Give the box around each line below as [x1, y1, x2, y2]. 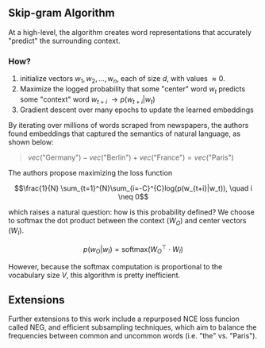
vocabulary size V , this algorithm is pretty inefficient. [8, 270, 181, 280]
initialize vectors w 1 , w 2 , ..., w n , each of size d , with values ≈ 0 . [19, 74, 226, 85]
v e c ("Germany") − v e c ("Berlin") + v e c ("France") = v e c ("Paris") [27, 153, 234, 162]
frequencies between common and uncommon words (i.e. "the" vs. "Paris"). [8, 331, 258, 341]
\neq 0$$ [117, 191, 149, 201]
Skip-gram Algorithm [8, 6, 115, 20]
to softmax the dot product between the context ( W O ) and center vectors [8, 215, 247, 227]
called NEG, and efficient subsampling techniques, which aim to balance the [8, 323, 257, 332]
